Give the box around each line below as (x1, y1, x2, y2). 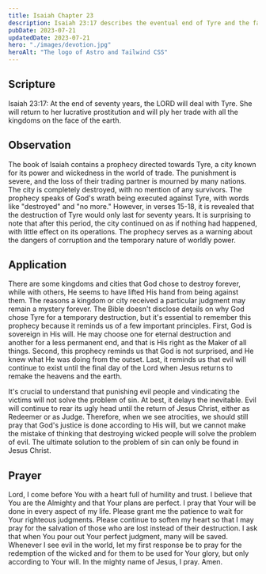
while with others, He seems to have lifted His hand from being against (8, 287, 239, 297)
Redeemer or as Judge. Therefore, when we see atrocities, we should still (8, 412, 249, 422)
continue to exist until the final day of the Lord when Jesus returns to (8, 363, 234, 373)
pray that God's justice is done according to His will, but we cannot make (8, 420, 246, 430)
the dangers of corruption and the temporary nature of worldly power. (8, 235, 236, 245)
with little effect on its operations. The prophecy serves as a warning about (8, 226, 253, 236)
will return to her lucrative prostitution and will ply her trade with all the (8, 107, 239, 116)
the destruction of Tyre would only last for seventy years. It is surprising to (8, 210, 252, 219)
